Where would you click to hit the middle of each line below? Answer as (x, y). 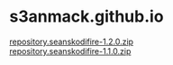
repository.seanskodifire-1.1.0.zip (70, 51)
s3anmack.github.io (86, 17)
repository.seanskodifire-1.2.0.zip (71, 42)
